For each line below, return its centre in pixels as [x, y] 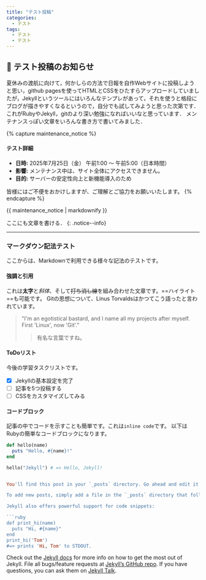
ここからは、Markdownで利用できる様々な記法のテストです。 [84, 261]
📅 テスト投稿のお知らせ [50, 67]
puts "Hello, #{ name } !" [42, 451]
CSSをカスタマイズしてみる [50, 396]
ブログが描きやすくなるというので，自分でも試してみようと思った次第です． [103, 106]
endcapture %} [25, 199]
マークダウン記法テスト [41, 246]
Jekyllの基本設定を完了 [44, 381]
